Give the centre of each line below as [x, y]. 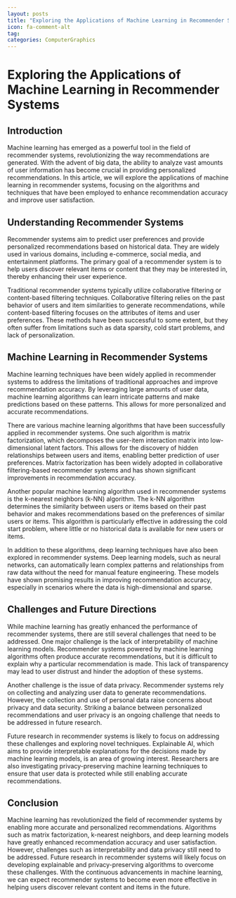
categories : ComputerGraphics [52, 40]
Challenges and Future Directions [82, 610]
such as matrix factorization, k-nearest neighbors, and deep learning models [118, 835]
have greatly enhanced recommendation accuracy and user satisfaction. [112, 842]
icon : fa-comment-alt [39, 27]
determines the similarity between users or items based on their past [107, 506]
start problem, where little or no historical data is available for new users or [116, 528]
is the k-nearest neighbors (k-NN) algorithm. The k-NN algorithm [101, 499]
